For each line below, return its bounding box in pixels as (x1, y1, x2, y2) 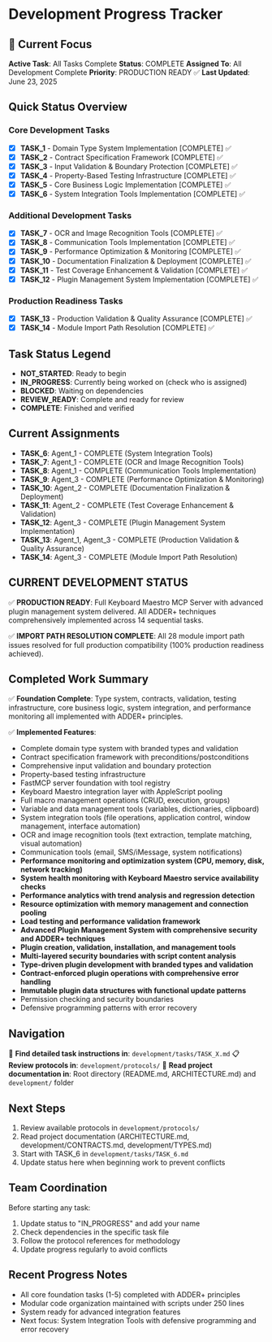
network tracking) (19, 864, 83, 875)
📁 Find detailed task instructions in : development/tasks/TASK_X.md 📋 (8, 1049, 240, 1059)
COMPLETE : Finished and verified (19, 403, 135, 413)
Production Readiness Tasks (8, 295, 123, 306)
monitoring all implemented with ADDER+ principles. (8, 711, 183, 721)
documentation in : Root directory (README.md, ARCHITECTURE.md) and (8, 1069, 257, 1079)
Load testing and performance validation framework (19, 916, 201, 926)
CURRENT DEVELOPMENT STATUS (8, 575, 188, 590)
